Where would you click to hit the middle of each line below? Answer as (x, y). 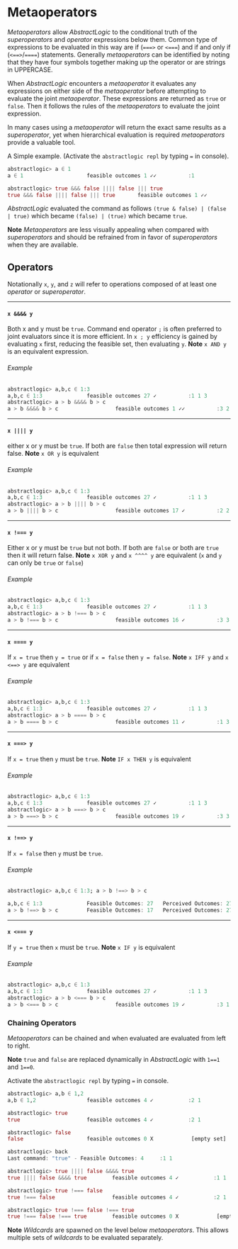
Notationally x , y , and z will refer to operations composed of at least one (112, 284)
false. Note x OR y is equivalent (53, 454)
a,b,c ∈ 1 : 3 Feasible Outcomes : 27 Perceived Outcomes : (115, 904)
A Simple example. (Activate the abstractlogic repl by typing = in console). (118, 156)
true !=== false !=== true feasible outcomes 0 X (93, 1216)
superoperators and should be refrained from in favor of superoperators (113, 237)
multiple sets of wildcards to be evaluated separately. (85, 1238)
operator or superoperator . (47, 292)
